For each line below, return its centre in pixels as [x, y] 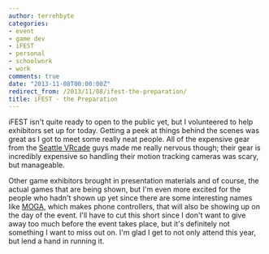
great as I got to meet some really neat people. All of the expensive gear [129, 140]
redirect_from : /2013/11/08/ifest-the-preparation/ [98, 91]
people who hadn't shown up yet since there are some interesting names [130, 198]
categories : [28, 24]
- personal [27, 54]
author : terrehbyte [41, 16]
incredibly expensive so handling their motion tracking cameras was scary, [134, 157]
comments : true [34, 76]
